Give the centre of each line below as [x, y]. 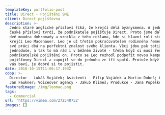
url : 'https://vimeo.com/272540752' [42, 101]
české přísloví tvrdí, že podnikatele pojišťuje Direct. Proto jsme [81, 32]
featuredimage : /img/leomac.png [38, 87]
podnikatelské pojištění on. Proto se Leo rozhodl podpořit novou [79, 55]
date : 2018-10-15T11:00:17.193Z [38, 69]
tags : [11, 92]
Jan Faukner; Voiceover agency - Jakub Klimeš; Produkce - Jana [77, 82]
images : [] [16, 105]
